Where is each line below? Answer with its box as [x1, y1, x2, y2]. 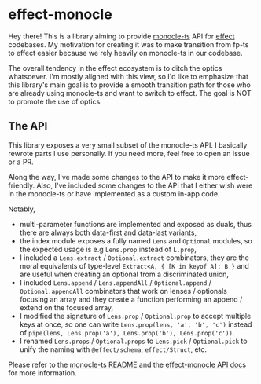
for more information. [8, 368, 77, 378]
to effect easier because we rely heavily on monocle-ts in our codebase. [8, 48, 243, 57]
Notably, [8, 204, 35, 214]
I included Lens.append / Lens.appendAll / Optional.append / [19, 277, 212, 287]
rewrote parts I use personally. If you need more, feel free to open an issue [8, 148, 250, 158]
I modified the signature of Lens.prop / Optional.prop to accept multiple [19, 311, 252, 320]
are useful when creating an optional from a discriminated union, [19, 269, 230, 279]
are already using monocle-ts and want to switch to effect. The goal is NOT [8, 88, 252, 97]
